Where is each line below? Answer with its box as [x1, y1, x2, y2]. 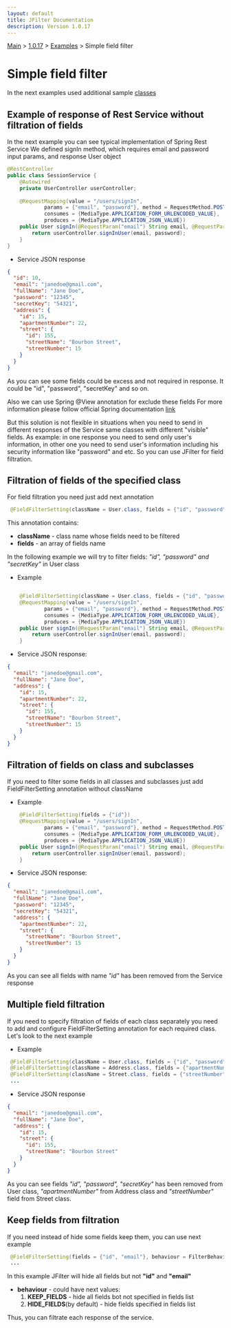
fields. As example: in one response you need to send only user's [7, 433, 192, 441]
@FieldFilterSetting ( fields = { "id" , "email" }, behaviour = [10, 1253, 186, 1260]
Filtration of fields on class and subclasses [7, 759, 195, 771]
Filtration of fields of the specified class [7, 475, 181, 486]
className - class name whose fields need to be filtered [16, 532, 180, 541]
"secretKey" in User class [7, 560, 80, 568]
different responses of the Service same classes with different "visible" [7, 425, 208, 434]
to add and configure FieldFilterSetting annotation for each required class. [7, 1024, 217, 1033]
